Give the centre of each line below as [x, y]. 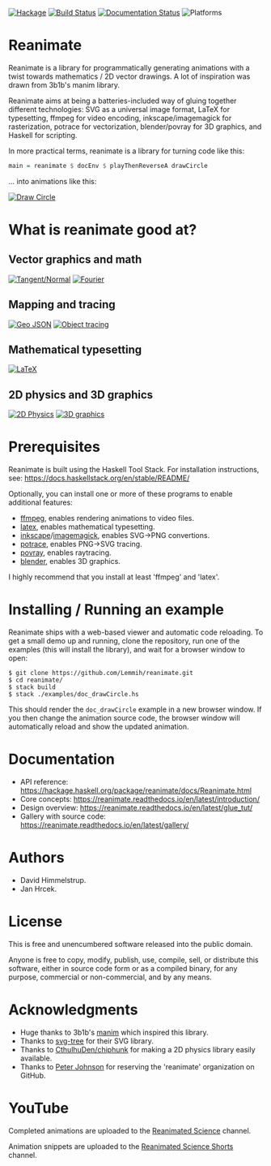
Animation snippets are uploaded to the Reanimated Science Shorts [121, 1146]
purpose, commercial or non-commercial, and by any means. [110, 977]
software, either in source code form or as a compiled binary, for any [123, 968]
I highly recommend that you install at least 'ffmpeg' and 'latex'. [114, 577]
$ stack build [32, 687]
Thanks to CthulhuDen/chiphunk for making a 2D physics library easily [138, 1049]
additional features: [40, 502]
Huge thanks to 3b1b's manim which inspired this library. [114, 1032]
